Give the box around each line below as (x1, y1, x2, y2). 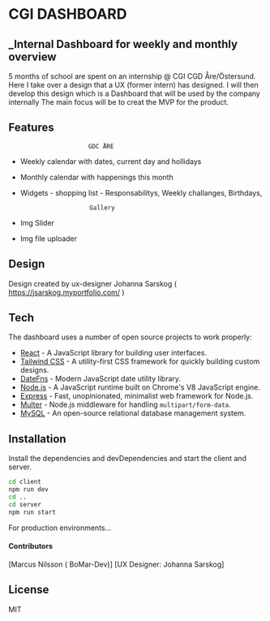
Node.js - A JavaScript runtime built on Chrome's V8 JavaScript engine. (19, 382, 261, 392)
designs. (19, 365, 49, 375)
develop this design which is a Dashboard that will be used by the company (8, 88, 261, 98)
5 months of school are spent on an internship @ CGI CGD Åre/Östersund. (8, 71, 256, 81)
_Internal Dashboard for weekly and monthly (8, 37, 238, 51)
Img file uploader (19, 233, 78, 244)
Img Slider (19, 218, 55, 227)
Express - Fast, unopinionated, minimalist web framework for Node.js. (19, 391, 254, 401)
